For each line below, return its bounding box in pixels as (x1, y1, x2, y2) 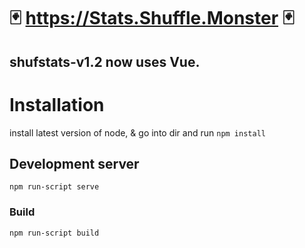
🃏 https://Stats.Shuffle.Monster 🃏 (9, 7, 295, 30)
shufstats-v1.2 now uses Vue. (9, 53, 201, 70)
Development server (9, 155, 140, 172)
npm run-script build (9, 228, 100, 238)
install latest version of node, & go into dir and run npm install (9, 126, 266, 139)
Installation (9, 93, 105, 116)
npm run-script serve (9, 182, 100, 192)
